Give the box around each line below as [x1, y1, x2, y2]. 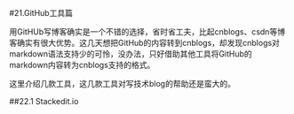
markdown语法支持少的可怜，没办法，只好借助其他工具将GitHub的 [9, 49, 253, 59]
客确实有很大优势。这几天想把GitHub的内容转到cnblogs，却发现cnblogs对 [9, 38, 280, 48]
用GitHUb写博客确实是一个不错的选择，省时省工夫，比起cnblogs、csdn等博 [9, 27, 286, 37]
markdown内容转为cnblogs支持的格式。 [9, 60, 155, 70]
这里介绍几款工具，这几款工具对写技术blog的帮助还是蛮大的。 [9, 79, 235, 88]
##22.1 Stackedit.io [9, 96, 79, 106]
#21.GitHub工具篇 [9, 8, 74, 18]
